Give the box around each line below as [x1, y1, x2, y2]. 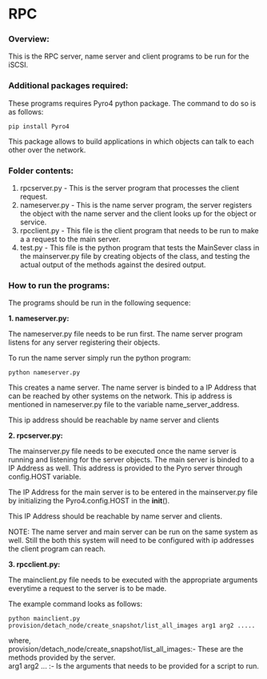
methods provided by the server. [8, 653, 116, 662]
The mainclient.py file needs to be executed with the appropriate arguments [8, 575, 258, 585]
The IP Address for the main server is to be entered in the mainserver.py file [8, 487, 258, 497]
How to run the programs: [8, 280, 110, 291]
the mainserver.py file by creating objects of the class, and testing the [19, 252, 250, 261]
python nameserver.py [8, 369, 81, 377]
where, [8, 636, 32, 645]
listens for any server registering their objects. [8, 337, 161, 347]
